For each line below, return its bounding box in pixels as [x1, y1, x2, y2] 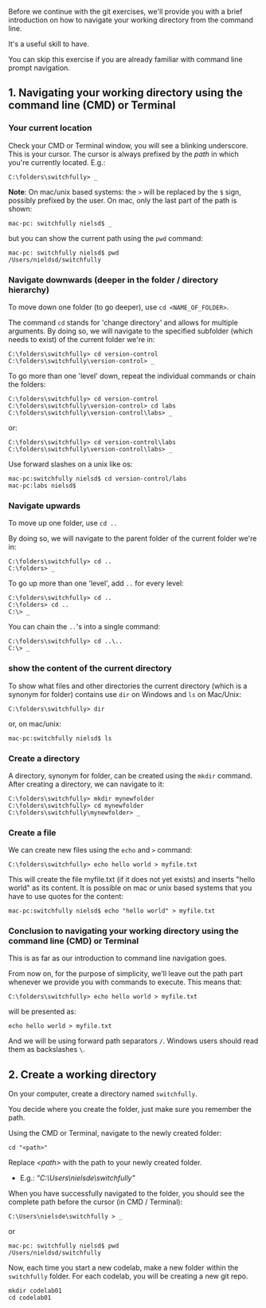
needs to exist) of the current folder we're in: [8, 334, 155, 344]
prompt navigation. [8, 63, 70, 73]
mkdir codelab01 [8, 1287, 62, 1295]
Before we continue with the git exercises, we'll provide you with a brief [8, 7, 243, 16]
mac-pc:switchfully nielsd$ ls [8, 734, 112, 743]
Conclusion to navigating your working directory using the [8, 925, 239, 936]
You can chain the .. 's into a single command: [8, 622, 161, 632]
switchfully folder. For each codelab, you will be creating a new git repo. [8, 1271, 248, 1281]
